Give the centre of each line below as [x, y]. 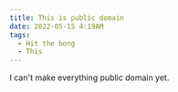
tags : [20, 35]
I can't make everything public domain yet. [89, 77]
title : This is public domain [67, 18]
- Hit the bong [47, 43]
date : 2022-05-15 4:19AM [57, 26]
